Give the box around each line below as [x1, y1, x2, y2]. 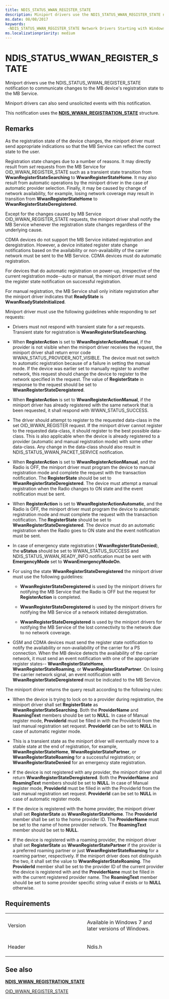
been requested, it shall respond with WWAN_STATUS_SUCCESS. [12, 407, 149, 413]
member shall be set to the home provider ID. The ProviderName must [12, 816, 159, 822]
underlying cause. [5, 227, 43, 233]
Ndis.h [87, 943, 102, 950]
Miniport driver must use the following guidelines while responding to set [5, 308, 156, 314]
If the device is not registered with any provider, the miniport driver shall [12, 769, 162, 775]
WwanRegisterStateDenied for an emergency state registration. [12, 759, 146, 765]
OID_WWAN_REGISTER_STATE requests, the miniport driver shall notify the [5, 216, 160, 222]
